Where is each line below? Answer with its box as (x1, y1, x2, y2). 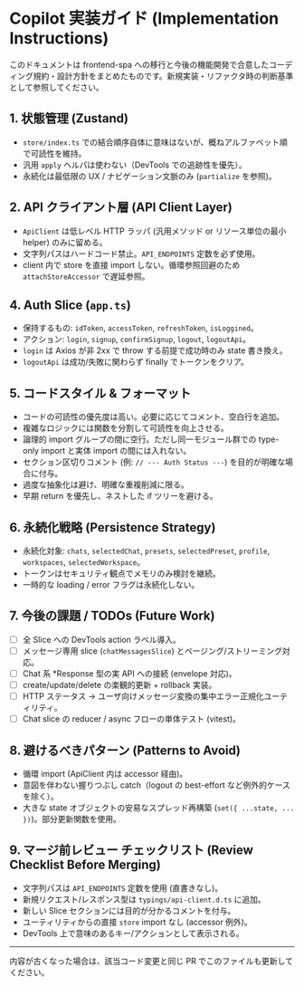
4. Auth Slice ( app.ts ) (9, 297, 131, 312)
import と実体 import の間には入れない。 (40, 445, 192, 456)
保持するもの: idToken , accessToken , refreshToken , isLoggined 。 (22, 322, 260, 333)
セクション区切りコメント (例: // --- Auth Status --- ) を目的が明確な (22, 456, 286, 467)
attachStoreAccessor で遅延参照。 (22, 271, 150, 282)
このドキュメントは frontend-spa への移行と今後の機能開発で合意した (9, 59, 270, 70)
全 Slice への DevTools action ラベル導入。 (22, 634, 181, 645)
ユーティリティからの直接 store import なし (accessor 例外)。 (22, 916, 252, 927)
